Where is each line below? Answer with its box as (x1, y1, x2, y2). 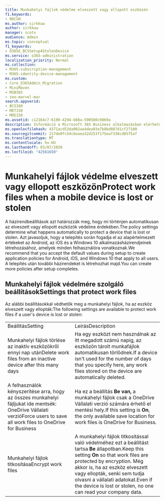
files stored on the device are (74, 367, 142, 374)
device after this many (7, 361, 59, 368)
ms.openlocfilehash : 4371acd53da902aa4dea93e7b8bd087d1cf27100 (5, 126, 137, 131)
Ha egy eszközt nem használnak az (74, 330, 156, 337)
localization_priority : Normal (5, 58, 69, 63)
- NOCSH (5, 16, 21, 21)
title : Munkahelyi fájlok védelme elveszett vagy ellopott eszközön (5, 7, 148, 12)
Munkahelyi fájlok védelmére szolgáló (5, 280, 124, 289)
